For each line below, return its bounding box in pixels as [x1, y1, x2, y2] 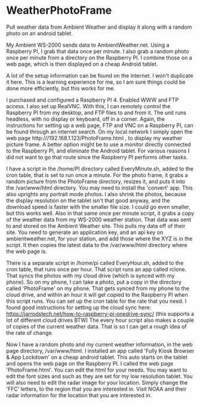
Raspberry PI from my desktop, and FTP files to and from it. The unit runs [6, 109, 187, 116]
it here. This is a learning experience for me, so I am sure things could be [6, 78, 186, 86]
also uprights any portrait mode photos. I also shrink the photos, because [6, 190, 186, 197]
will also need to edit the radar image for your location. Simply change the [6, 379, 188, 386]
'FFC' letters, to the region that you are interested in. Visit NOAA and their [6, 385, 187, 392]
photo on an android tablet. [6, 29, 73, 36]
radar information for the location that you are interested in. [6, 391, 152, 398]
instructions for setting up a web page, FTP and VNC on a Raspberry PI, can [6, 121, 193, 129]
